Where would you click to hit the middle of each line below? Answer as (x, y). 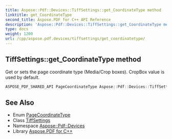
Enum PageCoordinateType (41, 115)
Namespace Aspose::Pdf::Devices (49, 126)
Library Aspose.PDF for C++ (43, 131)
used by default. (23, 77)
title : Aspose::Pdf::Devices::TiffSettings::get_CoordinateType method (83, 10)
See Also (20, 102)
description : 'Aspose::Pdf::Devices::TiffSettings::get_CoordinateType (83, 24)
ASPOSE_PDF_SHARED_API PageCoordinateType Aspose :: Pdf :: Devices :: (78, 87)
